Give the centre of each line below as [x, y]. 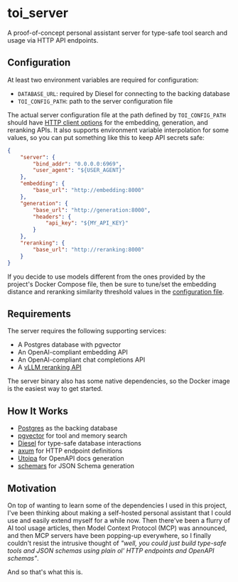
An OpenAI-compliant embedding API [72, 352]
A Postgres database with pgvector [69, 345]
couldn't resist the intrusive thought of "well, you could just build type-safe [117, 543]
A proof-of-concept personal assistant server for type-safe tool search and [118, 33]
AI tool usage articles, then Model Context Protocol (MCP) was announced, [117, 528]
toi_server [38, 13]
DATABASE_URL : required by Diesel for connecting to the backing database [124, 93]
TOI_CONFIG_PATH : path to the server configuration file [95, 101]
